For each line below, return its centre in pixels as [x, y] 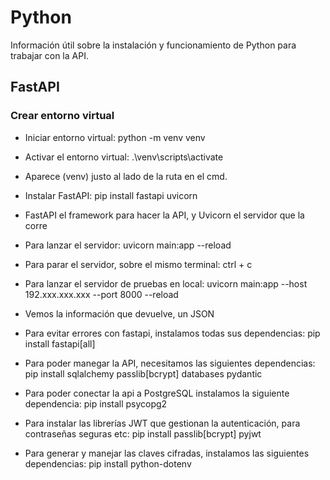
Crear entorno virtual [62, 116]
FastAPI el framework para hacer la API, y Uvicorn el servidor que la [164, 215]
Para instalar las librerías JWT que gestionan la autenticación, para [162, 423]
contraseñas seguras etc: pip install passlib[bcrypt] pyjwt [143, 433]
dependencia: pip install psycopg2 [96, 403]
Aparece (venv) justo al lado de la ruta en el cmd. [126, 176]
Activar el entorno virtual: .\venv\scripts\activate [124, 157]
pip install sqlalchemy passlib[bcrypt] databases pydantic [143, 373]
